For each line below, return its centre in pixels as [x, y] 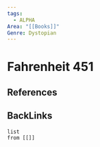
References [32, 92]
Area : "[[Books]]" [33, 26]
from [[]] [21, 138]
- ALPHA [24, 20]
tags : [15, 13]
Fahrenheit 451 [50, 67]
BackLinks [30, 116]
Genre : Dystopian [32, 33]
